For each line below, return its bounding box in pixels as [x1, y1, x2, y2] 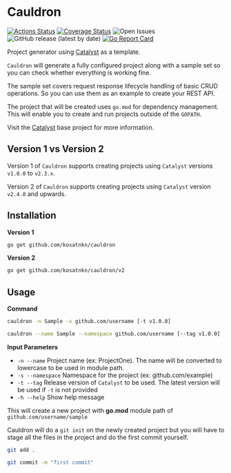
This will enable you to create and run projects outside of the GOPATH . [7, 110, 202, 118]
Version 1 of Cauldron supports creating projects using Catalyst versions [7, 162, 213, 170]
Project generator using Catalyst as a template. [7, 48, 141, 56]
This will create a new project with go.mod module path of [7, 406, 174, 414]
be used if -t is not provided [17, 385, 98, 394]
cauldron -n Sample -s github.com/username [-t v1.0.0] [7, 318, 171, 325]
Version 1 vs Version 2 [7, 143, 105, 155]
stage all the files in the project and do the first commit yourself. [7, 433, 189, 441]
